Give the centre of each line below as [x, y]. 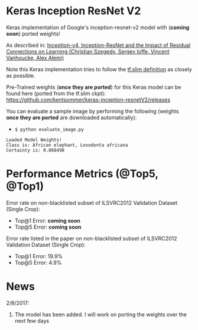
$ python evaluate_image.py [49, 129]
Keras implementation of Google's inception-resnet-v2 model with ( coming [98, 27]
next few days [32, 321]
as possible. [21, 75]
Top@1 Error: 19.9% [39, 256]
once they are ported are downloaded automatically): [72, 118]
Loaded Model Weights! [34, 140]
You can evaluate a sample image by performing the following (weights [92, 111]
